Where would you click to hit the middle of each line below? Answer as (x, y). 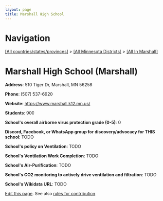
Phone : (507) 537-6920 (29, 94)
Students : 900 (20, 113)
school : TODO (19, 137)
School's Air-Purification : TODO (38, 165)
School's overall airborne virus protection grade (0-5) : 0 (63, 123)
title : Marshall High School (35, 14)
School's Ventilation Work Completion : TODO (52, 156)
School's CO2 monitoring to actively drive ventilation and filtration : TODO (81, 175)
